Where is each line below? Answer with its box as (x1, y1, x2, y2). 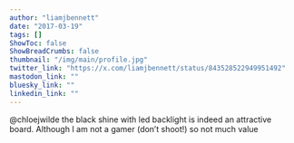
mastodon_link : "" (9, 72, 79, 81)
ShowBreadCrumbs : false (9, 47, 100, 56)
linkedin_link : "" (9, 89, 79, 98)
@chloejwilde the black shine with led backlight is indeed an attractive (9, 114, 272, 125)
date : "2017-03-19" (9, 22, 83, 31)
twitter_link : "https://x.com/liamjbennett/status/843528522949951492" (9, 64, 286, 73)
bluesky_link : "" (9, 81, 75, 90)
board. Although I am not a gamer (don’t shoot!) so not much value (9, 123, 259, 134)
